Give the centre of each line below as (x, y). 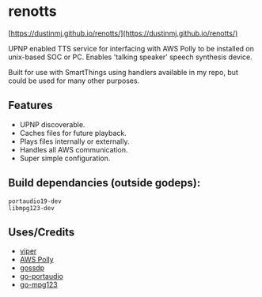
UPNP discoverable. (52, 124)
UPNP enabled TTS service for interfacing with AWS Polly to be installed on (131, 48)
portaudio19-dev (35, 201)
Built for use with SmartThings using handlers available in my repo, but (123, 72)
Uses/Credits (42, 232)
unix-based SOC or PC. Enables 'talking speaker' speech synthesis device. (131, 57)
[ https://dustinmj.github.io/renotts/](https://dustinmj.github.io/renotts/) (123, 33)
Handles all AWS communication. (74, 149)
